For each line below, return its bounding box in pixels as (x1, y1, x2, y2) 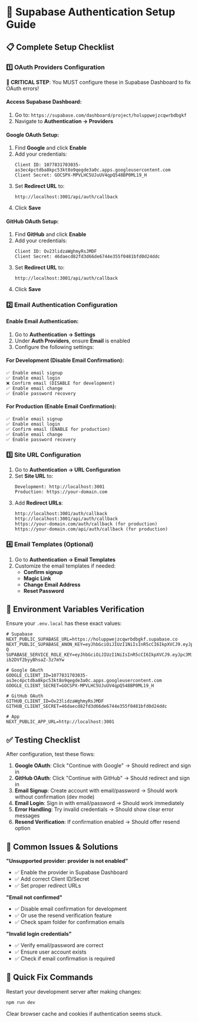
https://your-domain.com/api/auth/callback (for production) (14, 526, 169, 532)
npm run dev (6, 999, 35, 1005)
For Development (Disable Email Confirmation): (6, 357, 124, 364)
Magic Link (23, 575, 51, 582)
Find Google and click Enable (14, 144, 87, 151)
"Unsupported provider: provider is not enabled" (6, 858, 128, 865)
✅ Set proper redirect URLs (14, 882, 81, 889)
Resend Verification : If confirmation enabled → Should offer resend (14, 819, 180, 826)
